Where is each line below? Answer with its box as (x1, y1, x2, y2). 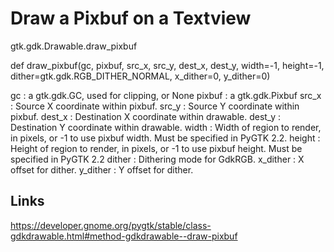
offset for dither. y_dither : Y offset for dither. (10, 163, 194, 176)
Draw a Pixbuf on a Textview (10, 7, 252, 30)
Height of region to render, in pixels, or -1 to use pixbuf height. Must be (10, 142, 303, 154)
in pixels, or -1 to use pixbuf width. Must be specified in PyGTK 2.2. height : (10, 132, 321, 144)
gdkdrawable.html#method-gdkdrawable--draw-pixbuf (10, 230, 238, 242)
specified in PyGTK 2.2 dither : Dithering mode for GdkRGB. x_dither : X (10, 153, 305, 165)
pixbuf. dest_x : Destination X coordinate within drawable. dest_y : (10, 110, 281, 122)
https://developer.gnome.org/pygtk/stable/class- (10, 219, 212, 231)
